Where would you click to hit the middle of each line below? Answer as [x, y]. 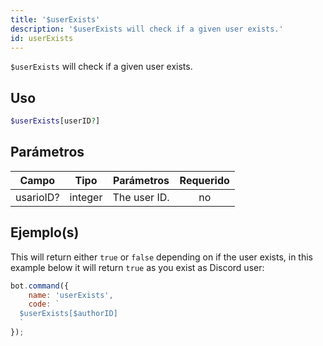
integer [86, 197]
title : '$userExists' [55, 19]
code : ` [44, 304]
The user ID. [141, 197]
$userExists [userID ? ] [55, 121]
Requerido [204, 180]
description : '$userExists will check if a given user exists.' [147, 29]
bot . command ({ [40, 286]
